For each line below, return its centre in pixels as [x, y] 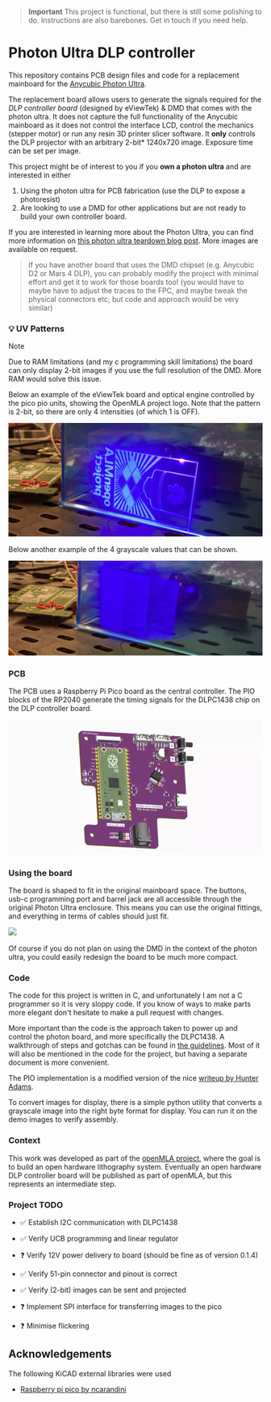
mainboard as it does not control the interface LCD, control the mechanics [131, 125]
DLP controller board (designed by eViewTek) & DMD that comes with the [130, 107]
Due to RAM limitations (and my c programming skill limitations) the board [131, 362]
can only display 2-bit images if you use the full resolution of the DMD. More [135, 370]
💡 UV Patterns [36, 329]
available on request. [43, 249]
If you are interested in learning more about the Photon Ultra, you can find [131, 232]
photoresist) [40, 199]
